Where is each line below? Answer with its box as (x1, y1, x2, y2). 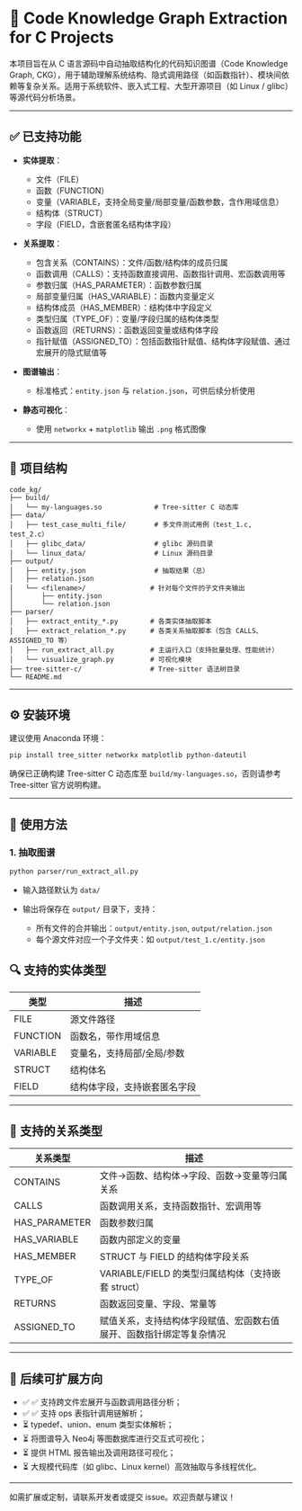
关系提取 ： (22, 237, 63, 248)
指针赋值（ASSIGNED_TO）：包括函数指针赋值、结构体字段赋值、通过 (35, 335, 290, 346)
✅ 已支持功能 (9, 130, 82, 145)
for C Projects (9, 27, 114, 48)
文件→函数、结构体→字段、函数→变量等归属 (99, 1169, 288, 1182)
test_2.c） (9, 530, 49, 539)
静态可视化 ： (22, 404, 70, 415)
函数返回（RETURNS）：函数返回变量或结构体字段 (35, 324, 219, 335)
